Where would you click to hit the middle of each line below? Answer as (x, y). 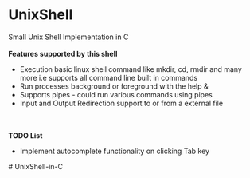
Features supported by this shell (63, 53)
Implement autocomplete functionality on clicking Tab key (114, 151)
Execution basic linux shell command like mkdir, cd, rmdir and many (131, 69)
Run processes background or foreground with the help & (114, 86)
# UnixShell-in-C (36, 166)
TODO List (25, 135)
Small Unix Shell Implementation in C (68, 37)
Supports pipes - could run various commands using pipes (116, 94)
